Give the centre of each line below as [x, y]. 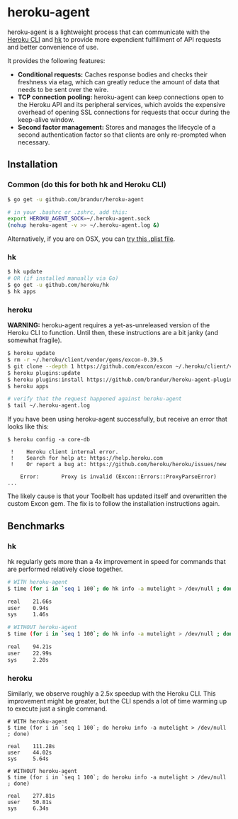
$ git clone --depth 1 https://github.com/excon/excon [90, 366]
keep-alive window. [46, 119]
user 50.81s [30, 802]
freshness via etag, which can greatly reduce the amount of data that [118, 81]
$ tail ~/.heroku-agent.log [49, 406]
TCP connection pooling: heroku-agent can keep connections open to [121, 97]
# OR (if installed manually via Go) [63, 278]
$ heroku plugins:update [44, 373]
